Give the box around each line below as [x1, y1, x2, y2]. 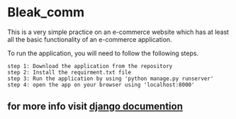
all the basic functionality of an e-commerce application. [7, 35, 172, 43]
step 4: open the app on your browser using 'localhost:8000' [7, 81, 195, 89]
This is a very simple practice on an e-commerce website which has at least [7, 28, 229, 36]
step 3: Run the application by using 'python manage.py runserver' [7, 75, 214, 82]
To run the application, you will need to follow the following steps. [7, 49, 199, 57]
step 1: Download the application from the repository [7, 62, 173, 69]
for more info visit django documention [7, 101, 183, 113]
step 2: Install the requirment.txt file [7, 69, 132, 76]
